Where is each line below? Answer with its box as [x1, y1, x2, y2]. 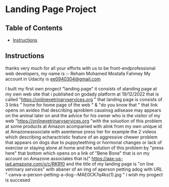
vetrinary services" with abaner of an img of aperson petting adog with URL [5, 166, 163, 172]
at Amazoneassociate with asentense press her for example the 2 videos [5, 128, 156, 134]
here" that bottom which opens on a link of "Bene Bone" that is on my [5, 150, 150, 156]
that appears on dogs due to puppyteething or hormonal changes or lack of [5, 139, 162, 145]
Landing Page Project [5, 4, 97, 15]
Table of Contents [5, 24, 63, 32]
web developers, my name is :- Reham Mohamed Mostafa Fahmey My [5, 70, 151, 76]
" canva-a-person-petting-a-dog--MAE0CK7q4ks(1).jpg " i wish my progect [5, 171, 163, 177]
